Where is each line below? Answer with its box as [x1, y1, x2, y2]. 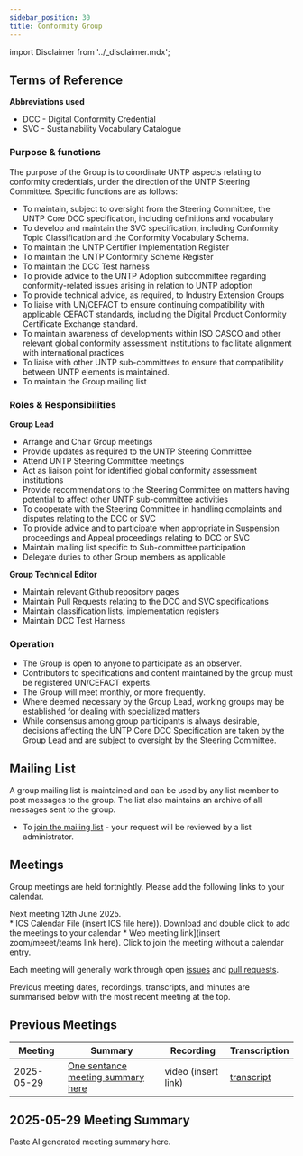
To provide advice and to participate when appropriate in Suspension [22, 523, 280, 533]
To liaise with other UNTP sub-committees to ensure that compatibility [22, 356, 284, 367]
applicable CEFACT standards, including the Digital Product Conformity [22, 309, 287, 319]
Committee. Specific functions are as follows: [9, 186, 179, 197]
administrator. [22, 831, 74, 842]
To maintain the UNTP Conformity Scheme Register [22, 251, 214, 262]
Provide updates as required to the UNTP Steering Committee [22, 446, 252, 457]
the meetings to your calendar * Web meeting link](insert [9, 927, 221, 939]
